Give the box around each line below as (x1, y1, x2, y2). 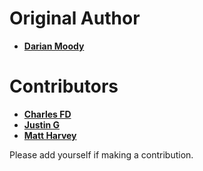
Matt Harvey (23, 129, 77, 141)
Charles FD (23, 108, 72, 120)
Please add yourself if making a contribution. (9, 148, 194, 161)
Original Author (9, 7, 141, 30)
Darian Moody (23, 40, 85, 52)
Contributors (9, 75, 119, 98)
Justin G (23, 118, 60, 131)
